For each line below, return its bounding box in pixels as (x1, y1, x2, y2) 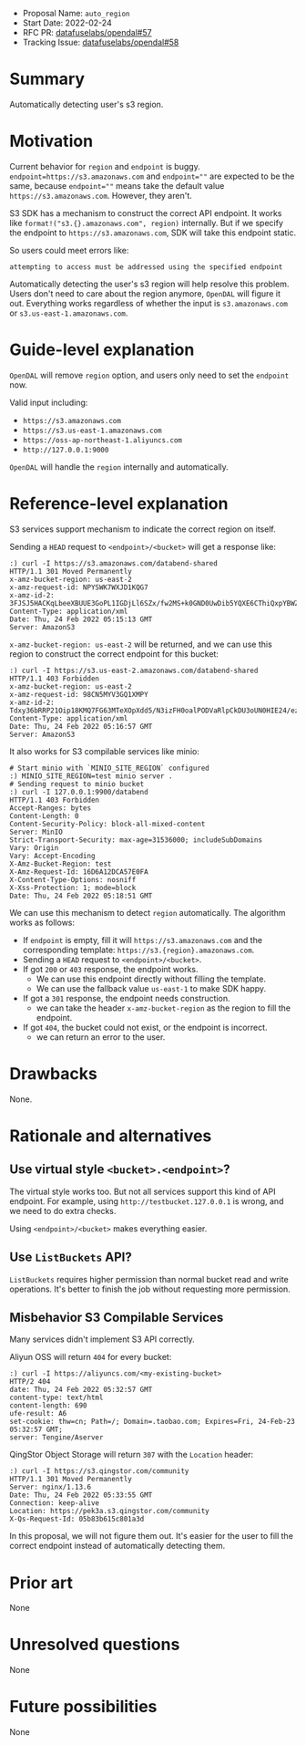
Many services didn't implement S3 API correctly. (9, 1334, 195, 1345)
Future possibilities (9, 1697, 158, 1718)
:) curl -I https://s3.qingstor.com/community (9, 1467, 189, 1476)
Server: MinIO (9, 827, 64, 836)
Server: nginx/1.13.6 (9, 1482, 92, 1492)
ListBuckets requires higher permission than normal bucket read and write (9, 1273, 289, 1284)
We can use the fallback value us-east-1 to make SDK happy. (36, 982, 267, 993)
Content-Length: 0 (9, 811, 79, 820)
